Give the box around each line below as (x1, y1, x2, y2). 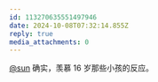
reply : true (9, 29, 53, 38)
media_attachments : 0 (9, 37, 90, 47)
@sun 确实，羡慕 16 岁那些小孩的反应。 (9, 63, 154, 73)
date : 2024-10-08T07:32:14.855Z (9, 21, 129, 30)
